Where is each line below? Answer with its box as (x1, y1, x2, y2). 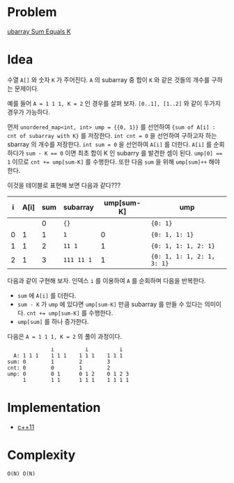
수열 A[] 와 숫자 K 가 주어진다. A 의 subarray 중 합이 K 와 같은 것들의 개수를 (7, 75, 210, 84)
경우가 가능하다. (7, 107, 51, 116)
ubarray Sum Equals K (7, 27, 71, 36)
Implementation (7, 400, 101, 415)
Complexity (7, 447, 76, 463)
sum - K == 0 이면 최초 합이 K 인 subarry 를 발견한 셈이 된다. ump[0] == (25, 148, 223, 157)
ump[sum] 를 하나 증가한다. (17, 317, 89, 325)
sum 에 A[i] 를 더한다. (17, 291, 77, 300)
